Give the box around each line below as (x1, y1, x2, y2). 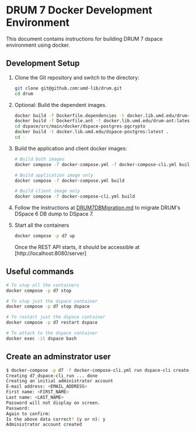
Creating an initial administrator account (6, 378, 114, 384)
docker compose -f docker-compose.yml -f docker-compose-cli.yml (14, 161, 177, 167)
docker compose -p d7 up (14, 233, 75, 239)
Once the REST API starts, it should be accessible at (14, 244, 140, 250)
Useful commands (6, 267, 74, 277)
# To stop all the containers (6, 282, 80, 288)
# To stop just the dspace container (6, 298, 98, 304)
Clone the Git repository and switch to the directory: (14, 74, 140, 81)
